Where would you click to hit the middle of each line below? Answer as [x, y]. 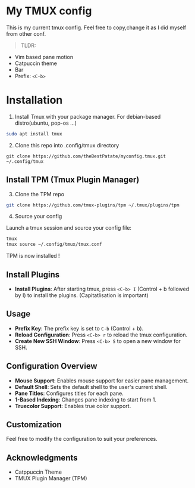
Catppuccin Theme [38, 472]
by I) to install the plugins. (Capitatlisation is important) [81, 295]
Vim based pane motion [44, 57]
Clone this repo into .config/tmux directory [67, 145]
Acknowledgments [42, 458]
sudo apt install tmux [34, 134]
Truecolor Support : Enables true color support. [73, 406]
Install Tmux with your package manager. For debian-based [88, 116]
